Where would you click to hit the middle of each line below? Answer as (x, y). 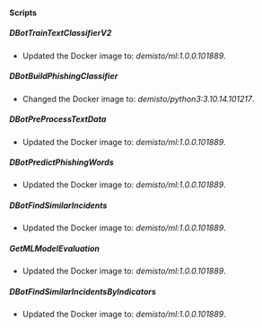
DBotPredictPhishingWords (61, 162)
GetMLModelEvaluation (55, 249)
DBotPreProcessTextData (58, 119)
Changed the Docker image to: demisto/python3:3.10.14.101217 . (138, 99)
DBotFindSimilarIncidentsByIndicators (83, 292)
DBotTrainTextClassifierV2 (61, 33)
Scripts (23, 13)
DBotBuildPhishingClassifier (64, 76)
